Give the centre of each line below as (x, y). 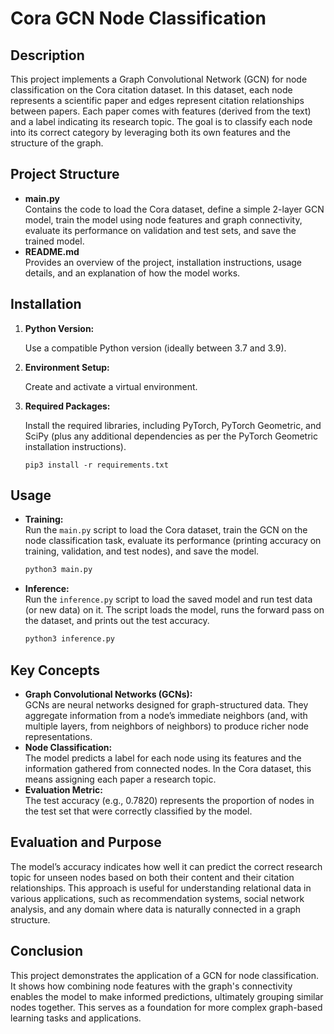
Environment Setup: (67, 367)
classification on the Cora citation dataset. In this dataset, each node (151, 90)
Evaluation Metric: (63, 790)
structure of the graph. (57, 143)
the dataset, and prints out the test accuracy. (117, 621)
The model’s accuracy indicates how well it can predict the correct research (166, 866)
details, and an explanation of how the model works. (132, 273)
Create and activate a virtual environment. (111, 386)
